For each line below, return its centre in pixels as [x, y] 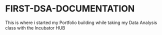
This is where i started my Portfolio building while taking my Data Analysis [81, 22]
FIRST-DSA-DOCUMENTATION [70, 9]
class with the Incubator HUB [35, 27]
